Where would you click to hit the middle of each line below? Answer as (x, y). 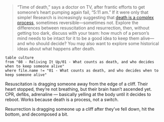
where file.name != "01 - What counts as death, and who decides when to (82, 71)
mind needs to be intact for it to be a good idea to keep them (78, 38)
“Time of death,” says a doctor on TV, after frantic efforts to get (81, 7)
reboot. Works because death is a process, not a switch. (62, 99)
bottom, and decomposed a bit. (37, 114)
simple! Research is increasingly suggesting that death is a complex (85, 17)
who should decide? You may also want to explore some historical (93, 43)
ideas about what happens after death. (56, 49)
